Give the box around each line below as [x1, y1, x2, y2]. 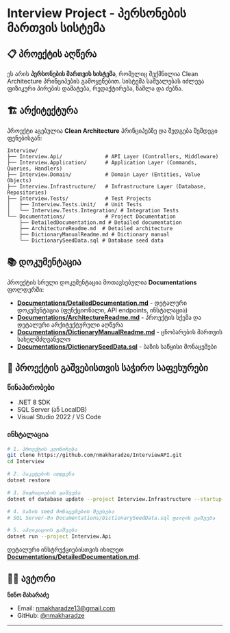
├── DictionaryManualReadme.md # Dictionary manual [19, 231, 170, 238]
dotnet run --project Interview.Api [7, 533, 112, 540]
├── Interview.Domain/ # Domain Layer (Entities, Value [7, 171, 201, 178]
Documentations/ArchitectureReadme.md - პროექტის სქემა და [16, 313, 202, 321]
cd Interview [7, 458, 44, 465]
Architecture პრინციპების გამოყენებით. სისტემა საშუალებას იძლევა [7, 77, 205, 85]
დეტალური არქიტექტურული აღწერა [16, 321, 124, 329]
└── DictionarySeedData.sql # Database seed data [19, 237, 164, 244]
